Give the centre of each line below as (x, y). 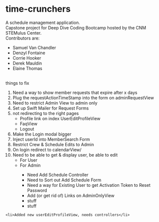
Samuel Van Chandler (34, 47)
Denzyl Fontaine (29, 53)
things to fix (18, 83)
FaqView (29, 124)
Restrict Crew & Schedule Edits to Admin (53, 144)
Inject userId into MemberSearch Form (51, 139)
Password (37, 190)
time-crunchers (38, 9)
